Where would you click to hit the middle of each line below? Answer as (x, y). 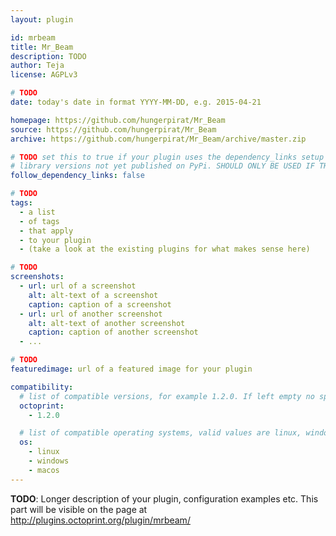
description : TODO (48, 56)
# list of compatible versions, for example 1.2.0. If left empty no (167, 396)
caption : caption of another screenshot (113, 332)
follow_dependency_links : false (77, 176)
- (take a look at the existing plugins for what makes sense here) (165, 249)
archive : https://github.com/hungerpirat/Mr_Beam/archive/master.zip (158, 139)
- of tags (39, 221)
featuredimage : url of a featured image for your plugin (131, 369)
